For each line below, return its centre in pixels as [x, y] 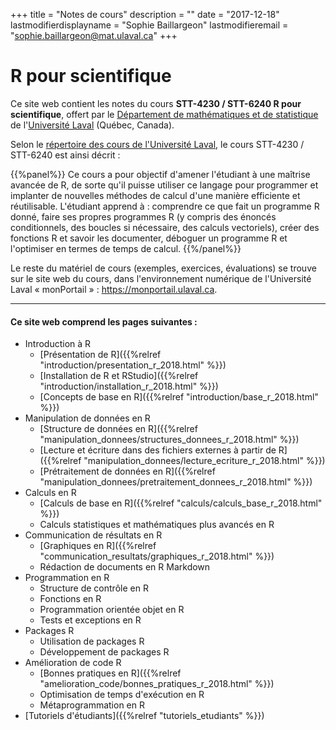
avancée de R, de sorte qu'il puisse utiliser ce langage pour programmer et [164, 185]
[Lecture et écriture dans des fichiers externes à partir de [158, 450]
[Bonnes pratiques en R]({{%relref [110, 673]
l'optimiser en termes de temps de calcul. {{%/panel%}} [126, 248]
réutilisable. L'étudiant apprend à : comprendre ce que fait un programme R [165, 206]
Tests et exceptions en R [90, 620]
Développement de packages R [104, 652]
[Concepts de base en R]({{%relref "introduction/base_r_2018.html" [179, 397]
